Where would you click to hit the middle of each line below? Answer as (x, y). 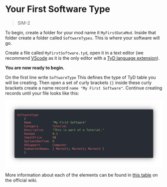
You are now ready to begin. (35, 68)
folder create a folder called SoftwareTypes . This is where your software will (83, 38)
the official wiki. (21, 180)
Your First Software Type (58, 9)
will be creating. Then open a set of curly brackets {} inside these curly (79, 83)
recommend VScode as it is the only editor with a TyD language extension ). (83, 58)
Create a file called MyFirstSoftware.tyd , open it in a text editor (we (74, 53)
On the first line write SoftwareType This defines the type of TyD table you (81, 77)
